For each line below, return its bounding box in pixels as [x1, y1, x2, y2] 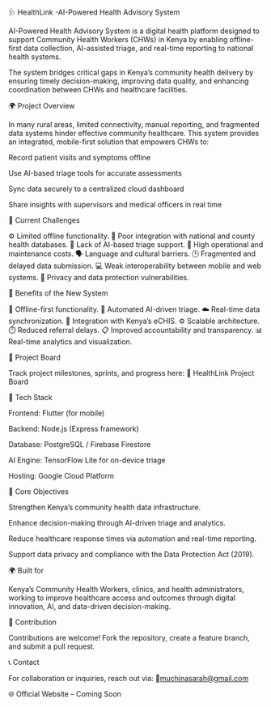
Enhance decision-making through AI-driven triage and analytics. [8, 518, 227, 527]
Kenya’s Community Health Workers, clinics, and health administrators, [8, 585, 244, 594]
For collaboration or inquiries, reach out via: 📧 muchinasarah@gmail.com [8, 674, 249, 683]
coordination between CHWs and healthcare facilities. [8, 85, 188, 94]
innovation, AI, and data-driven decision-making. [8, 602, 171, 611]
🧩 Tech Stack [8, 393, 53, 402]
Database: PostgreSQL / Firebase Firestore [8, 440, 151, 449]
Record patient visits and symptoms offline [8, 153, 151, 162]
